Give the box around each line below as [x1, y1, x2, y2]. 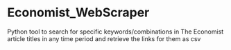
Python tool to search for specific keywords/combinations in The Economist [7, 27, 224, 36]
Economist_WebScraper [7, 5, 150, 21]
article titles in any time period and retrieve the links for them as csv [7, 34, 201, 42]
